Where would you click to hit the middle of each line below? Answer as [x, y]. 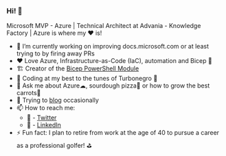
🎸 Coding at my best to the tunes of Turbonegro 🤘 [87, 79]
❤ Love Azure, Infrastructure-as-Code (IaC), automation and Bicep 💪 [114, 61]
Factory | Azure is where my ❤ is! [54, 33]
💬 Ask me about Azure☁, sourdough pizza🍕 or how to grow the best [113, 86]
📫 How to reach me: [46, 108]
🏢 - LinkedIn [44, 125]
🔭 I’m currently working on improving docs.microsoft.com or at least [112, 47]
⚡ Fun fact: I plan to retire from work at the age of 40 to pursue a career [118, 133]
